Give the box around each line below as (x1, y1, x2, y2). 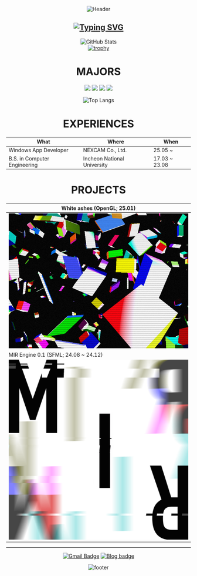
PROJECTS (71, 183, 126, 197)
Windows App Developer (8, 147, 69, 154)
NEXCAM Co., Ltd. (83, 147, 127, 154)
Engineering (8, 161, 38, 168)
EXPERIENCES (63, 117, 134, 130)
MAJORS (76, 65, 121, 78)
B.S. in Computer (8, 155, 50, 162)
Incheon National (83, 155, 124, 162)
